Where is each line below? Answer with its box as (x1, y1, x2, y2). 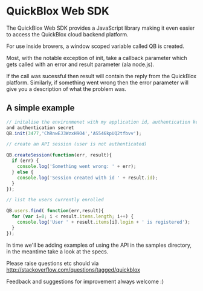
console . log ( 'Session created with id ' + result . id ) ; (17, 175, 158, 181)
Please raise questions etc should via (6, 259, 99, 267)
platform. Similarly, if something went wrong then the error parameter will (6, 79, 189, 86)
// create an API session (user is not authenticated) (6, 141, 147, 147)
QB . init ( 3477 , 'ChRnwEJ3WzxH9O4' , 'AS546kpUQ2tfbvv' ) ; (6, 130, 142, 136)
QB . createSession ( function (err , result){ (6, 152, 112, 158)
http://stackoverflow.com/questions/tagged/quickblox (6, 266, 141, 273)
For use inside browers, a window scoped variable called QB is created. (6, 42, 184, 50)
